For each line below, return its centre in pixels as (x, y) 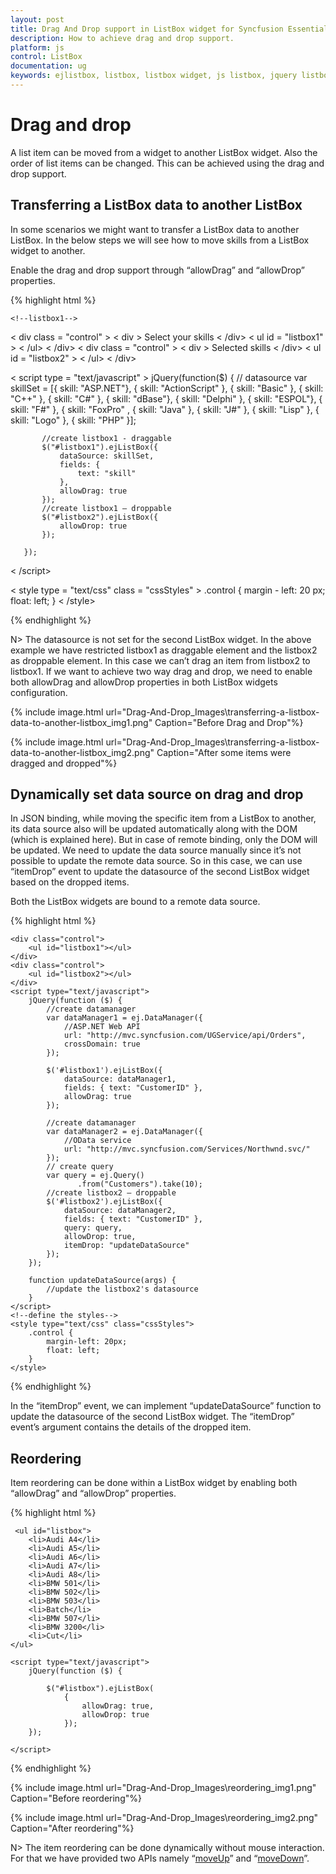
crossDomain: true (102, 1044)
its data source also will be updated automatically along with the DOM (154, 829)
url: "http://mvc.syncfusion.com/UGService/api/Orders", (185, 1036)
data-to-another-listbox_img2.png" (82, 752)
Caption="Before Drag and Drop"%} (229, 722)
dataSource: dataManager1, (120, 1079)
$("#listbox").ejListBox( (100, 1689)
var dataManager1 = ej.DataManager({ (124, 1018)
